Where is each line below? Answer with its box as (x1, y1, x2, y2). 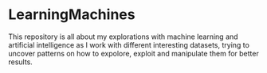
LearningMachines (8, 6, 135, 24)
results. (8, 57, 33, 67)
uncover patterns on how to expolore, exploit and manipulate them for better (8, 48, 259, 58)
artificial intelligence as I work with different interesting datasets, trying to (8, 40, 249, 49)
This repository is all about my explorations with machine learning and (8, 32, 238, 41)
